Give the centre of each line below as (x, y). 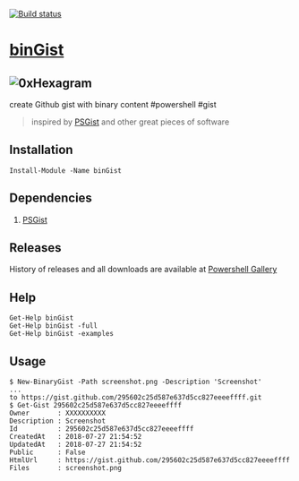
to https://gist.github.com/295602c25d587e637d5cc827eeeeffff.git (136, 398)
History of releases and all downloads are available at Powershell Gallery (143, 270)
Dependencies (51, 198)
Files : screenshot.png (66, 468)
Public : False (48, 452)
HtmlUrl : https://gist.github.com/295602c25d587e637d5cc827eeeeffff (150, 460)
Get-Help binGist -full (54, 326)
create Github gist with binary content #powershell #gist (113, 104)
